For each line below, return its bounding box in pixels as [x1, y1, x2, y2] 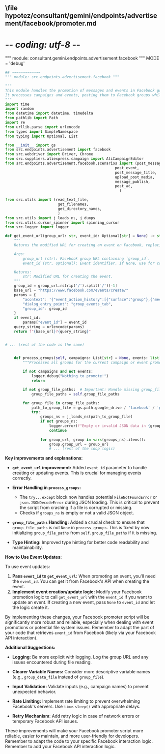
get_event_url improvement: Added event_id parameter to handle [12, 465, 147, 471]
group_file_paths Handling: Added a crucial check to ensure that [12, 519, 145, 525]
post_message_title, [114, 170, 157, 175]
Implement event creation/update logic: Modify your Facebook [12, 589, 142, 595]
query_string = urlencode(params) [14, 325, 84, 330]
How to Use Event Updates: [5, 554, 62, 560]
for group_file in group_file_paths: [23, 400, 100, 405]
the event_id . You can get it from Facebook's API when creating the [12, 578, 150, 584]
